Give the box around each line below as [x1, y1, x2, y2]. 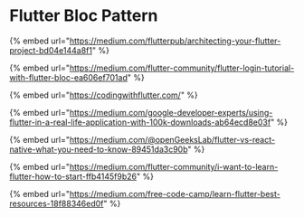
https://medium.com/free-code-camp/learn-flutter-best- [69, 188, 280, 199]
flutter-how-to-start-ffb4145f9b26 [9, 171, 138, 182]
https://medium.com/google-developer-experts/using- [69, 107, 273, 118]
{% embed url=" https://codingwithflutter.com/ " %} [9, 90, 199, 100]
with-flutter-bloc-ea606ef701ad [9, 71, 128, 82]
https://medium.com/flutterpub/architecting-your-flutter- [69, 35, 281, 46]
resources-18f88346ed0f [9, 198, 104, 209]
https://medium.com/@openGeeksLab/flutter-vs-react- [69, 134, 276, 145]
